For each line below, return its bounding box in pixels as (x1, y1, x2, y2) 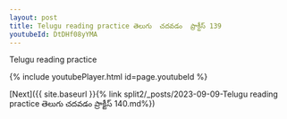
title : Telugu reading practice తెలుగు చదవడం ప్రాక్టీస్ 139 (9, 21, 222, 30)
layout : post (9, 13, 58, 22)
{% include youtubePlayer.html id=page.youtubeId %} (9, 72, 208, 82)
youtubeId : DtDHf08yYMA (9, 30, 98, 38)
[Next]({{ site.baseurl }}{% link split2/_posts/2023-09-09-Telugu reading (9, 89, 279, 99)
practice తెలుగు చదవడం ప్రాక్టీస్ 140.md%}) (9, 98, 156, 109)
